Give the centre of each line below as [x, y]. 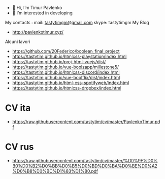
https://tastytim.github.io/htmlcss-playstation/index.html [69, 56]
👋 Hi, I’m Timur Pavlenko [37, 8]
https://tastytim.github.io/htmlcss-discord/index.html [66, 72]
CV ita [18, 108]
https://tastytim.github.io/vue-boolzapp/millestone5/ [66, 67]
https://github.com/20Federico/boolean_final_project [66, 51]
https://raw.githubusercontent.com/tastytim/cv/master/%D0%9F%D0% [85, 160]
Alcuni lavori [18, 42]
